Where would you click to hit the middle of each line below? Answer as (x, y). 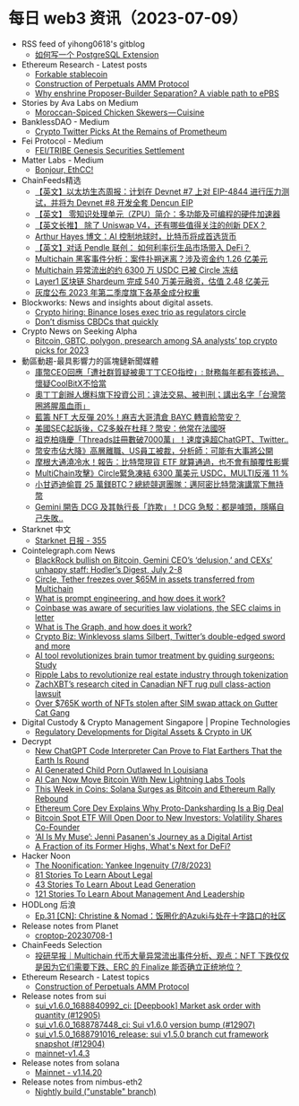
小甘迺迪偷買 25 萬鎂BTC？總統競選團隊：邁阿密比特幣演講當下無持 (159, 484)
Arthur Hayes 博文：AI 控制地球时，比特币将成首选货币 (136, 236)
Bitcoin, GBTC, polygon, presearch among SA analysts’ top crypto (156, 340)
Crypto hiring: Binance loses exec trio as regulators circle (141, 312)
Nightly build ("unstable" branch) (96, 1091)
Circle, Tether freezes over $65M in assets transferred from (145, 579)
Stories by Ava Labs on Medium (80, 102)
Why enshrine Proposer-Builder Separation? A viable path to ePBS (157, 93)
